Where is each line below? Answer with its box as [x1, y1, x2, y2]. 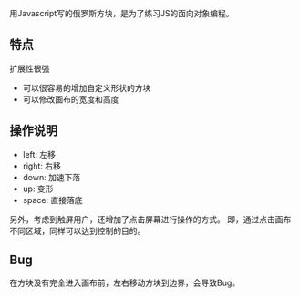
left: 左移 [22, 148, 57, 159]
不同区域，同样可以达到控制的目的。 [9, 225, 146, 236]
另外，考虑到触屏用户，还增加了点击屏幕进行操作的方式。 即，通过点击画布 [9, 213, 292, 225]
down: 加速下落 [22, 171, 81, 182]
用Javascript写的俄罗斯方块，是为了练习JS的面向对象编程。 [9, 8, 234, 18]
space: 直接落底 [22, 194, 83, 205]
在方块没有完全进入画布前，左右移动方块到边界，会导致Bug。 [9, 277, 241, 289]
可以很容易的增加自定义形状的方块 [22, 82, 151, 93]
